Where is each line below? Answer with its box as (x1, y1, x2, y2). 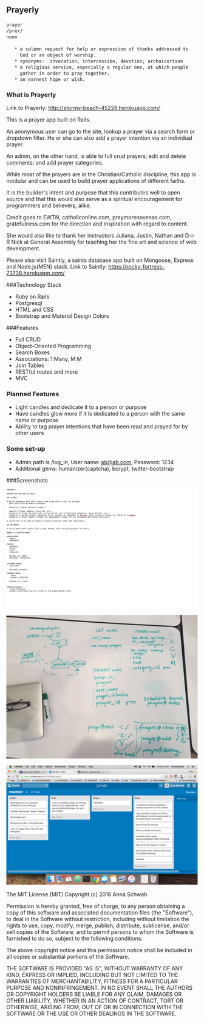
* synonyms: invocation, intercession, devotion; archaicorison (14, 58, 183, 64)
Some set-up (6, 445, 46, 453)
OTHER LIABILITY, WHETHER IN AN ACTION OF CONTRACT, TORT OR (6, 996, 183, 1004)
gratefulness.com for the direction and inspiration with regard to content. (6, 220, 189, 227)
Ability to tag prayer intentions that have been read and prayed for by (15, 423, 188, 430)
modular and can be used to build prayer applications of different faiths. (6, 177, 186, 185)
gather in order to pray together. (19, 70, 110, 77)
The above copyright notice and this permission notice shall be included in (6, 946, 192, 953)
